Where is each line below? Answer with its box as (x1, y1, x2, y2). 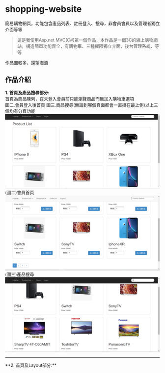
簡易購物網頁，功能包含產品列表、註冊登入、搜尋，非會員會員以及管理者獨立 (5, 20, 160, 26)
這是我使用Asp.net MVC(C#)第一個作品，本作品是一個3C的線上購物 (17, 37, 154, 43)
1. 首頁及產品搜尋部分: (5, 90, 50, 96)
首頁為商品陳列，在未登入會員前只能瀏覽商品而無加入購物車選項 (5, 96, 134, 102)
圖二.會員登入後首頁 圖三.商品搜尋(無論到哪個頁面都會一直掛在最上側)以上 (5, 102, 154, 108)
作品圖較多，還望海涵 (5, 60, 48, 66)
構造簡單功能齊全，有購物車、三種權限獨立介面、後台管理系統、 (26, 43, 155, 49)
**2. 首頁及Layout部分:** (5, 362, 57, 368)
